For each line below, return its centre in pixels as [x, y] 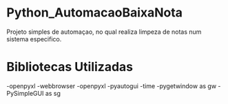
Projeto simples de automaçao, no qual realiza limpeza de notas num [104, 32]
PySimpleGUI [25, 93]
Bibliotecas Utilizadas [70, 67]
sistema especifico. [34, 39]
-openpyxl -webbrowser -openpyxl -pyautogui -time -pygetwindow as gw [112, 86]
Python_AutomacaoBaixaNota [95, 13]
